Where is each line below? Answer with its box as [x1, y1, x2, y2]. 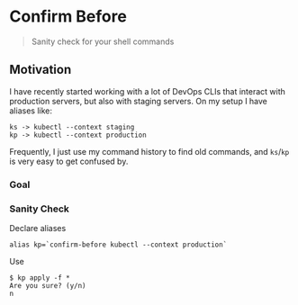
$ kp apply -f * [9, 273, 70, 283]
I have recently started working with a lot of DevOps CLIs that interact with [9, 85, 286, 96]
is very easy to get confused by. [9, 156, 129, 166]
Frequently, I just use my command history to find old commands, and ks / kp [9, 146, 290, 157]
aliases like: [9, 105, 52, 116]
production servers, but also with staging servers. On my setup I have [9, 95, 268, 106]
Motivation [9, 62, 72, 77]
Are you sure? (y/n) [9, 281, 87, 290]
